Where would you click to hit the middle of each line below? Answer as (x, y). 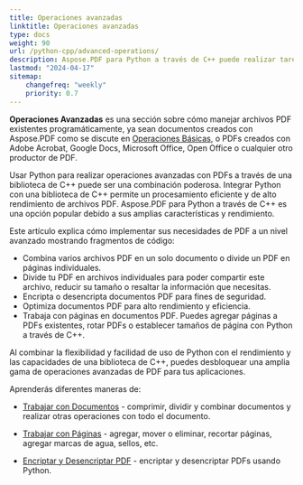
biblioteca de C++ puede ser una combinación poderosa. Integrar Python (145, 184)
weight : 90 (30, 43)
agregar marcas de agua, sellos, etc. (90, 443)
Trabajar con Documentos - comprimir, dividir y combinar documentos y (156, 406)
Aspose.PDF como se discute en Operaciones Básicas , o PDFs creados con (150, 138)
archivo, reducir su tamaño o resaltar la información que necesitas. (147, 286)
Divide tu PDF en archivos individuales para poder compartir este (143, 277)
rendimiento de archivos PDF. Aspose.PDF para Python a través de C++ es (148, 203)
